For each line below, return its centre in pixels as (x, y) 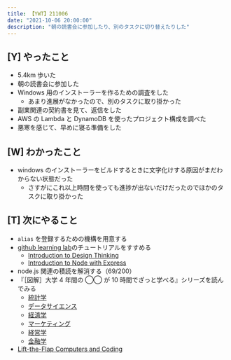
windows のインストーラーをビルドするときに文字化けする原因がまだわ (120, 170)
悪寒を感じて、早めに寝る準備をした (70, 127)
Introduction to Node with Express (77, 263)
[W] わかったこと (44, 152)
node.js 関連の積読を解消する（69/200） (76, 271)
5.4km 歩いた (36, 75)
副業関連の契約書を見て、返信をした (70, 110)
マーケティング (49, 324)
